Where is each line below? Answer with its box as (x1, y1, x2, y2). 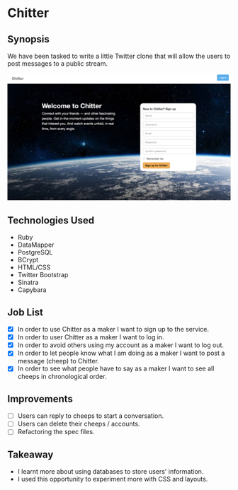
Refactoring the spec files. (17, 428, 95, 436)
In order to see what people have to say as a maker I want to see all (17, 364, 215, 373)
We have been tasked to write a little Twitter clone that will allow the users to (7, 52, 231, 60)
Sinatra (17, 278, 39, 287)
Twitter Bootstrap (17, 271, 69, 279)
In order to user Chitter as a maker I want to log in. (17, 333, 164, 342)
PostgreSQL (17, 248, 53, 257)
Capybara (17, 286, 47, 294)
